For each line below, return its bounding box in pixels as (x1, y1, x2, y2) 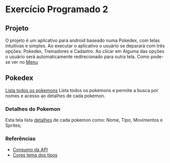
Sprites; (5, 122, 22, 128)
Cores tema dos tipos (12, 152, 58, 158)
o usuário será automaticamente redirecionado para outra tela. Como (5, 53, 150, 60)
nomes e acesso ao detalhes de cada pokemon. (5, 93, 106, 99)
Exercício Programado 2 (5, 4, 108, 15)
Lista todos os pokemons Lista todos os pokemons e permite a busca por (5, 87, 159, 93)
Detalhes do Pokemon (5, 105, 61, 113)
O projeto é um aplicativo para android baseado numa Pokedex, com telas (5, 37, 160, 43)
